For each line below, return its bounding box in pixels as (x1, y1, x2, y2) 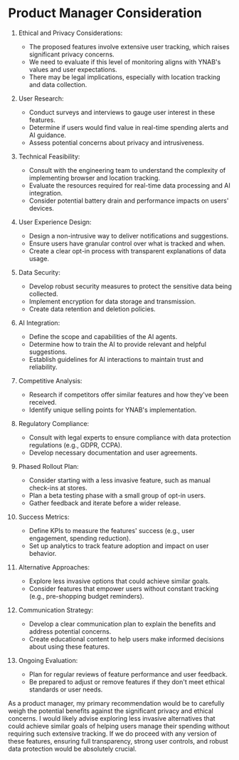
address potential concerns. (28, 627, 112, 636)
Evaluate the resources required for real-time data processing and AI (28, 181, 230, 190)
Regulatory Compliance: (18, 419, 90, 427)
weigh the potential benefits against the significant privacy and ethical (8, 706, 214, 715)
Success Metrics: (18, 512, 70, 521)
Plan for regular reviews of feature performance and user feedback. (28, 669, 228, 679)
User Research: (18, 94, 64, 103)
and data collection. (28, 80, 87, 88)
